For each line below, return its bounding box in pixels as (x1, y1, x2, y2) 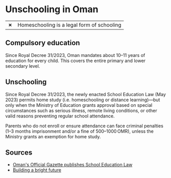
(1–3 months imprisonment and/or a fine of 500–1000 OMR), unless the (5, 128, 154, 134)
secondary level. (5, 63, 40, 69)
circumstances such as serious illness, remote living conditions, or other (5, 107, 157, 113)
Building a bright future (12, 167, 61, 173)
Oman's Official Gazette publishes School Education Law (12, 162, 133, 168)
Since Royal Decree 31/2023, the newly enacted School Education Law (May (5, 91, 166, 97)
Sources (5, 148, 33, 157)
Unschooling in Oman (5, 4, 99, 15)
